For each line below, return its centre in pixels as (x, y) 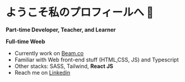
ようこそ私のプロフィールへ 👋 (80, 12)
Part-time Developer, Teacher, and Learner (61, 29)
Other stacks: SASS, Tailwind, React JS (64, 66)
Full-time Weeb (26, 41)
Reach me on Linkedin (42, 72)
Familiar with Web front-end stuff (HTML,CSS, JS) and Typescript (96, 60)
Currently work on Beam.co (49, 53)
